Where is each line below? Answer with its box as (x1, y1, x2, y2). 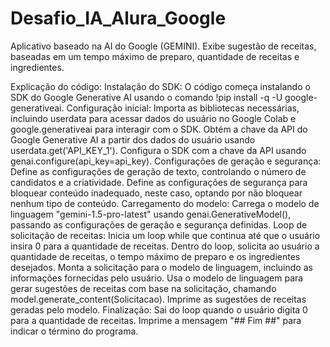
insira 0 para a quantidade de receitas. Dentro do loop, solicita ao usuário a (10, 240, 320, 252)
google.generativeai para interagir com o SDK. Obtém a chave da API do (10, 123, 308, 135)
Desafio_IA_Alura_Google (10, 7, 227, 30)
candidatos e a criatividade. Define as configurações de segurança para (10, 176, 308, 188)
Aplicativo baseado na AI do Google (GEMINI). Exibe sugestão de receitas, (10, 40, 317, 52)
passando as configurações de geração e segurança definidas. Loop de (10, 218, 308, 231)
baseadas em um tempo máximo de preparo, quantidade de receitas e (10, 50, 300, 62)
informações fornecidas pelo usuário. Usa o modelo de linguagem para (10, 272, 304, 284)
